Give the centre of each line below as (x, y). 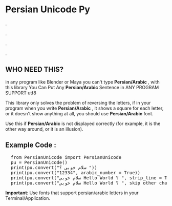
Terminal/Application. (28, 198)
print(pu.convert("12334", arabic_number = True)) (76, 172)
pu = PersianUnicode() (39, 162)
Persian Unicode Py (48, 9)
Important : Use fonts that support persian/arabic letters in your (72, 193)
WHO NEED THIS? (35, 69)
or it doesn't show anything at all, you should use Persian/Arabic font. (79, 113)
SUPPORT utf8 (21, 93)
